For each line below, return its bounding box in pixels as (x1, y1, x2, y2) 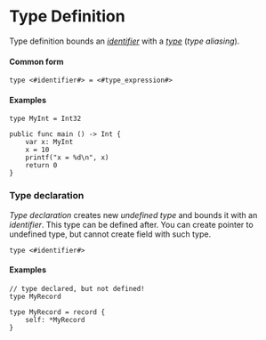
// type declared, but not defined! (9, 284, 145, 293)
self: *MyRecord (25, 315, 86, 324)
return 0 (25, 161, 58, 170)
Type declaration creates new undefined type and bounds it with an (9, 209, 258, 220)
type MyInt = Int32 (9, 114, 82, 124)
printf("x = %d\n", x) (25, 153, 109, 162)
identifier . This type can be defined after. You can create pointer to (9, 219, 254, 230)
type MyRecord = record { (9, 307, 105, 317)
